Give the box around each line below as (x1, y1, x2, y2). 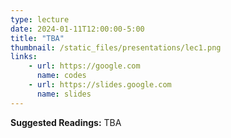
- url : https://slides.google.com (28, 80, 172, 90)
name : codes (36, 71, 87, 81)
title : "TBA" (10, 33, 65, 43)
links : (10, 52, 38, 62)
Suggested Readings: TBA (10, 116, 122, 128)
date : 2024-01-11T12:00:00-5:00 (10, 24, 145, 34)
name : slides (36, 89, 92, 99)
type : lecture (10, 14, 70, 25)
